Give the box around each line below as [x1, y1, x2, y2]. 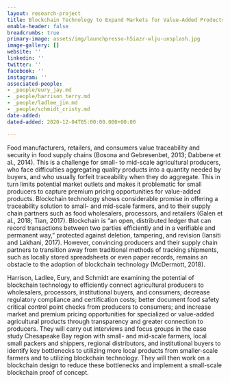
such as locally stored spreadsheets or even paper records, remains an [7, 253, 207, 261]
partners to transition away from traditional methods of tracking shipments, [7, 245, 219, 254]
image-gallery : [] [7, 42, 60, 49]
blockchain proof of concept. [7, 368, 89, 376]
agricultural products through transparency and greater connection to [7, 317, 204, 325]
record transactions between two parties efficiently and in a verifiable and [7, 224, 216, 232]
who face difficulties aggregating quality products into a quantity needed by [7, 165, 221, 174]
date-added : [7, 112, 41, 119]
